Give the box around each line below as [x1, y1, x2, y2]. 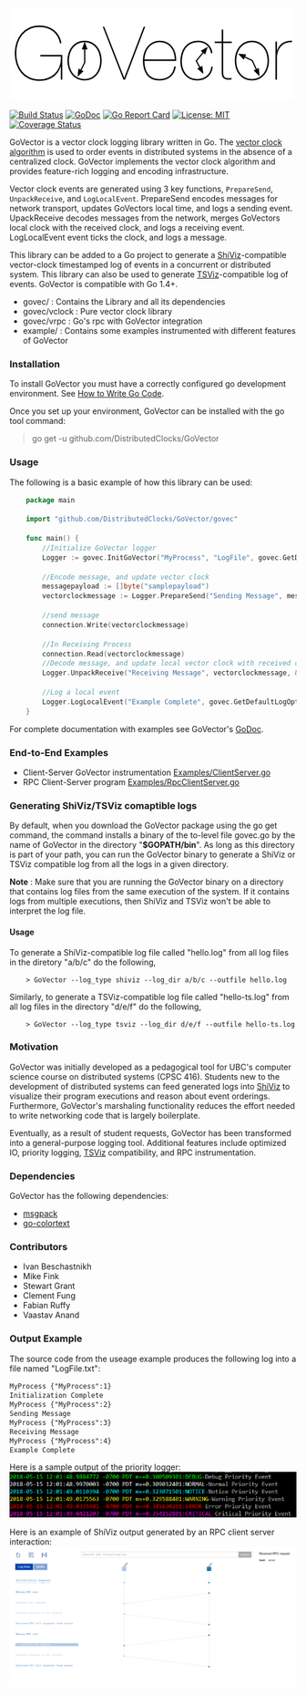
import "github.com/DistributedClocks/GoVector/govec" [25, 514, 239, 524]
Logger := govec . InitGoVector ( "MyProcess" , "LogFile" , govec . [42, 553, 283, 563]
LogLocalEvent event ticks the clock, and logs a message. [9, 232, 228, 243]
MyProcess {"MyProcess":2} [9, 1400, 112, 1409]
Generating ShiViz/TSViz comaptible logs [9, 799, 198, 811]
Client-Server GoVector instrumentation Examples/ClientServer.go [22, 767, 271, 778]
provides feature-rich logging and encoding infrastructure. [9, 166, 229, 176]
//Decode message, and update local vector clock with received [42, 659, 291, 668]
